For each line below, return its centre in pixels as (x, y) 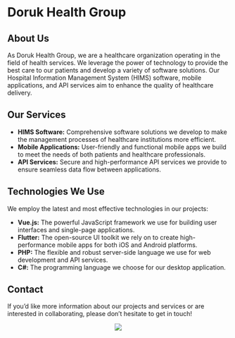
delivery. (20, 93)
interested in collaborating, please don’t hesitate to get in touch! (100, 314)
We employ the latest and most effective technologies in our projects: (108, 208)
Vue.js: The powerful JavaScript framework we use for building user (117, 222)
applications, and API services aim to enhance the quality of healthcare (110, 85)
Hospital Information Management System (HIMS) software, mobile (104, 78)
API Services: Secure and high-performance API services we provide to (122, 162)
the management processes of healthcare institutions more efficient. (117, 139)
